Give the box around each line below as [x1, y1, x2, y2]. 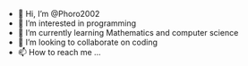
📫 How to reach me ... [17, 47, 101, 57]
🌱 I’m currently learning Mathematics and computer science [17, 28, 239, 37]
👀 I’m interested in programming [17, 18, 137, 29]
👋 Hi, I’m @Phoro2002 [17, 9, 100, 19]
